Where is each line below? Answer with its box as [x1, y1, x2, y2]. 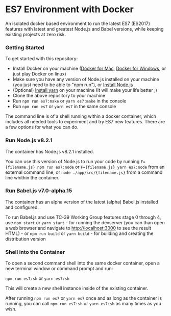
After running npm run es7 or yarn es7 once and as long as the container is [5, 295, 162, 301]
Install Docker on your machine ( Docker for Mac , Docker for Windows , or [12, 65, 166, 72]
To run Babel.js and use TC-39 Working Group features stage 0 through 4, [5, 214, 161, 220]
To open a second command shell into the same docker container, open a [5, 260, 160, 266]
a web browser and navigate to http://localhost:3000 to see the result [5, 225, 152, 231]
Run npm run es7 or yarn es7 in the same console [12, 103, 116, 110]
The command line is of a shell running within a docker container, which [5, 113, 157, 119]
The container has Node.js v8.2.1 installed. [5, 148, 94, 154]
